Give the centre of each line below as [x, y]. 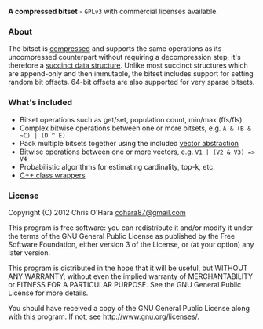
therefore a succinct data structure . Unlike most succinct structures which [128, 65]
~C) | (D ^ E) [42, 135]
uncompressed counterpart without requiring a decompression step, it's [124, 57]
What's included [40, 103]
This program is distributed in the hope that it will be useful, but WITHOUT [128, 268]
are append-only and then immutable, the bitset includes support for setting [131, 74]
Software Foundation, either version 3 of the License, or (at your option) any [131, 244]
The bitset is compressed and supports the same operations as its [115, 49]
